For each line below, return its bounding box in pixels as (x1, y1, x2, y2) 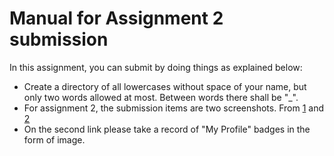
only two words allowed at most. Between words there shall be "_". (23, 91, 299, 103)
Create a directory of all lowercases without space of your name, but (23, 80, 307, 92)
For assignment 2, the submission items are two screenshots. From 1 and (23, 102, 324, 114)
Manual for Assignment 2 (9, 7, 224, 30)
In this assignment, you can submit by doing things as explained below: (9, 61, 303, 73)
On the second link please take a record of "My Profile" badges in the (23, 123, 311, 135)
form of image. (23, 133, 86, 146)
